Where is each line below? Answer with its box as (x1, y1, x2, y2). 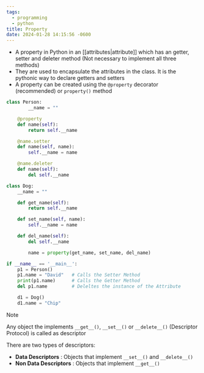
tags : (6, 9, 20, 15)
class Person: (6, 99, 43, 106)
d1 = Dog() (17, 294, 45, 300)
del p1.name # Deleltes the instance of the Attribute (17, 283, 181, 290)
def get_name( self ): (17, 200, 69, 206)
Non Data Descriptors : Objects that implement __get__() (15, 360, 160, 367)
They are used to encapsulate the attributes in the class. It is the (15, 68, 177, 75)
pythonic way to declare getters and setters (15, 74, 125, 82)
